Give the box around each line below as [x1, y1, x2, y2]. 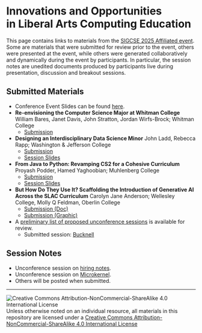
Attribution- [133, 314, 163, 321]
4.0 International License [76, 320, 138, 327]
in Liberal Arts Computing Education [6, 17, 191, 31]
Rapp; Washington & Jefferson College [14, 141, 111, 148]
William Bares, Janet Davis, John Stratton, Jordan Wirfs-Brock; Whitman [14, 115, 194, 122]
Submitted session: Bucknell [23, 230, 94, 238]
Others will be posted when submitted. [14, 277, 111, 284]
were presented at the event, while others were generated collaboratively [6, 49, 188, 57]
